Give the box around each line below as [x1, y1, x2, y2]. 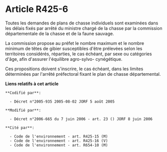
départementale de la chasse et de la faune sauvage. [5, 30, 114, 36]
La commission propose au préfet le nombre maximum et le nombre [5, 40, 145, 46]
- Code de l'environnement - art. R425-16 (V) [9, 138, 108, 143]
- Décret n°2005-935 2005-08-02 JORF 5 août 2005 [9, 99, 115, 104]
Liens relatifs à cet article [5, 81, 59, 87]
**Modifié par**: [5, 108, 41, 113]
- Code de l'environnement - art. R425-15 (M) [9, 134, 108, 139]
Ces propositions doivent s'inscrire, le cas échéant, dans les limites [5, 66, 144, 72]
